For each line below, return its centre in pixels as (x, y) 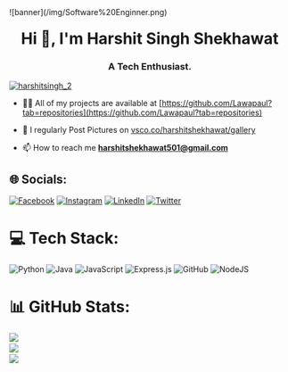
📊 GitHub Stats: (70, 307)
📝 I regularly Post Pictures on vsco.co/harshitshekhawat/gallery (139, 130)
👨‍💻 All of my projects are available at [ (92, 103)
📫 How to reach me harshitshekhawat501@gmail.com (125, 148)
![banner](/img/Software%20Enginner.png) (88, 12)
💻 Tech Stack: (64, 239)
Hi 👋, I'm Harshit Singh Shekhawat (150, 39)
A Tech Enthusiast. (150, 67)
